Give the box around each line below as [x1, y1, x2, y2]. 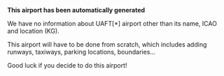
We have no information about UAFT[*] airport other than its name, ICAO [7, 20, 217, 27]
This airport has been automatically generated [7, 6, 146, 14]
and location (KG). [7, 27, 59, 35]
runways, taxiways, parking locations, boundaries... [7, 48, 156, 56]
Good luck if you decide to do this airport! [7, 61, 127, 69]
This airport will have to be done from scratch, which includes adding [7, 40, 207, 48]
